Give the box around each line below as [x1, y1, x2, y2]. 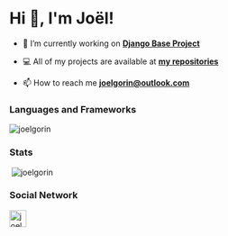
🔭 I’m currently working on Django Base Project [22, 38, 200, 49]
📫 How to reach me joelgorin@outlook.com [22, 77, 190, 88]
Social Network [9, 189, 78, 202]
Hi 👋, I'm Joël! [9, 8, 114, 29]
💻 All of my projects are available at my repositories [22, 56, 219, 67]
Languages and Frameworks [9, 103, 137, 115]
